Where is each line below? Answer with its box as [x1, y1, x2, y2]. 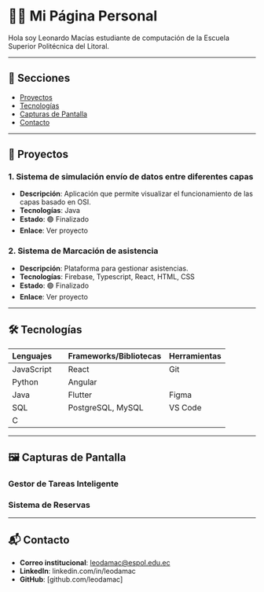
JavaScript [12, 363, 53, 374]
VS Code [168, 402, 202, 413]
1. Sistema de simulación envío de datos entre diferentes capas [8, 171, 254, 182]
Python [12, 377, 39, 388]
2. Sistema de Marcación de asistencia [8, 245, 159, 256]
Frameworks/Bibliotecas [68, 350, 162, 361]
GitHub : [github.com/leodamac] [19, 574, 123, 584]
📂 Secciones [8, 72, 71, 85]
